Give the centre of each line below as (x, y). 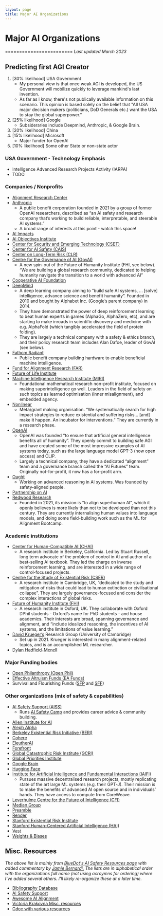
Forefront (21, 748)
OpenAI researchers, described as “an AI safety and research (81, 213)
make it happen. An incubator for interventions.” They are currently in (89, 420)
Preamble (22, 810)
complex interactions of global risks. (56, 598)
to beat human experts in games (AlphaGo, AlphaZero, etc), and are (87, 316)
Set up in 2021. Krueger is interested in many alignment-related (83, 640)
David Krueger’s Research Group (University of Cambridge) (72, 634)
